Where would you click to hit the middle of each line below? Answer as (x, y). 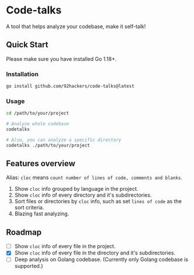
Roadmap (24, 232)
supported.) (29, 266)
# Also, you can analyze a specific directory (64, 140)
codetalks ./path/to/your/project (48, 145)
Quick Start (27, 45)
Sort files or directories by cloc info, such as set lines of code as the (98, 201)
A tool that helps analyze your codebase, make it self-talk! (76, 26)
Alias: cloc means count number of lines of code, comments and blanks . (94, 178)
